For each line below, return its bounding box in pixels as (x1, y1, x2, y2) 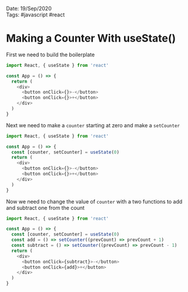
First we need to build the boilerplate (6, 51, 95, 58)
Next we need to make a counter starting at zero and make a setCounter (6, 121, 180, 128)
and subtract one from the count (6, 204, 85, 211)
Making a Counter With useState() (6, 32, 176, 45)
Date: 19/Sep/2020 (6, 5, 52, 12)
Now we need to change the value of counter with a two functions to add (6, 198, 183, 205)
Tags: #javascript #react (6, 11, 65, 18)
